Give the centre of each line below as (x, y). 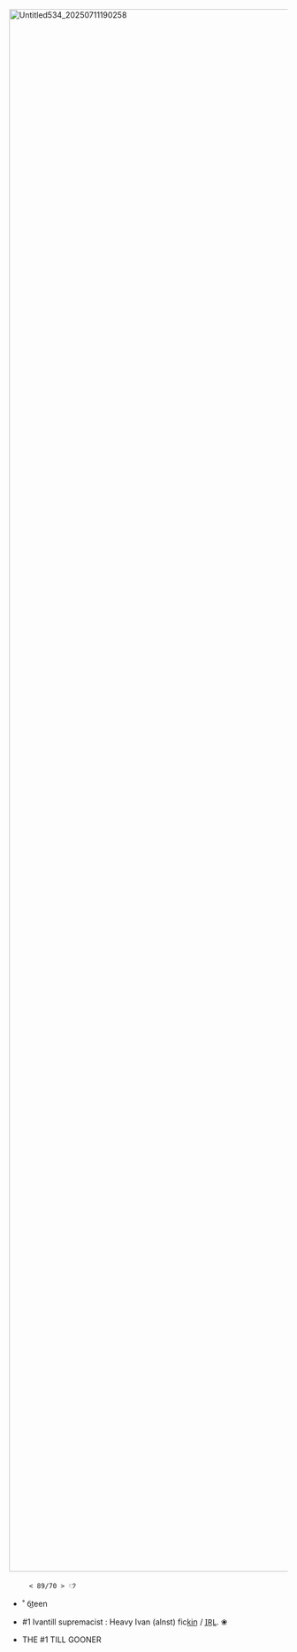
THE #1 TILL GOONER (61, 1640)
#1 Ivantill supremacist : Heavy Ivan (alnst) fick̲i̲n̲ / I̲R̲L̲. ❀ (125, 1622)
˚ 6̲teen (34, 1604)
